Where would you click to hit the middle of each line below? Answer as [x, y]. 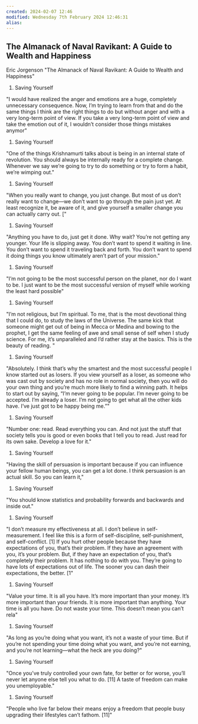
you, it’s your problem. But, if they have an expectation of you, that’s [89, 554]
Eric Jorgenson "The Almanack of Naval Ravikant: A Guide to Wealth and [95, 70]
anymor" [17, 131]
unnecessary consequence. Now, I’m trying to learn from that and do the [95, 105]
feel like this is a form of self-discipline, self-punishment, [114, 535]
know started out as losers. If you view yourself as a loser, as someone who [98, 375]
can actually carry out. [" [36, 214]
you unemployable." [30, 686]
